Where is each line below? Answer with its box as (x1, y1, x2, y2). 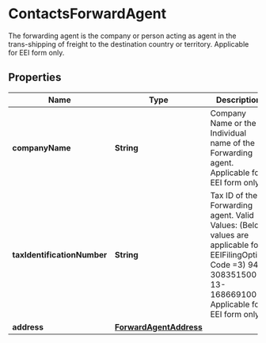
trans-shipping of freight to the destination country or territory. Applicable (8, 39, 249, 48)
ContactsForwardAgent (8, 5, 167, 23)
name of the (210, 137, 256, 148)
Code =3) (210, 259, 246, 270)
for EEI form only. (8, 48, 65, 57)
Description (215, 94, 261, 105)
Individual (210, 128, 247, 139)
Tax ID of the (210, 189, 258, 200)
